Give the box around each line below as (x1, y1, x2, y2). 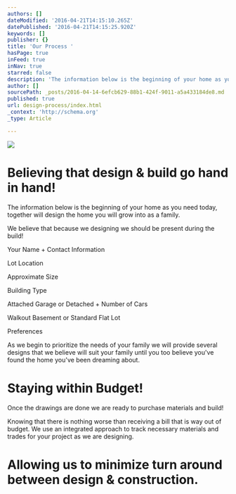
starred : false (7, 69, 52, 76)
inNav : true (7, 63, 42, 70)
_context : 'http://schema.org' (7, 108, 99, 115)
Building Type (7, 286, 47, 294)
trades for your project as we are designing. (7, 432, 134, 441)
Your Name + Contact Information (7, 245, 105, 253)
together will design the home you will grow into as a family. (7, 210, 181, 219)
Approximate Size (7, 272, 58, 281)
